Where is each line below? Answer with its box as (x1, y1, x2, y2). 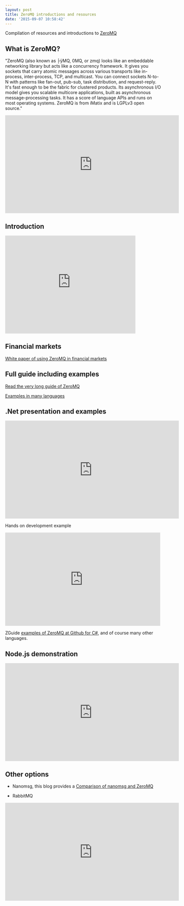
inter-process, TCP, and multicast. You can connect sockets (24, 74, 147, 80)
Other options (5, 770, 49, 779)
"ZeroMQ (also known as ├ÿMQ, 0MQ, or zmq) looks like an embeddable (5, 58, 154, 64)
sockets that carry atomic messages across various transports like (5, 68, 141, 75)
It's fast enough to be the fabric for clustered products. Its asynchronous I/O (5, 84, 161, 90)
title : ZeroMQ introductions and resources (5, 12, 97, 17)
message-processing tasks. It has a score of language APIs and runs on (5, 95, 152, 101)
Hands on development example (5, 523, 71, 529)
